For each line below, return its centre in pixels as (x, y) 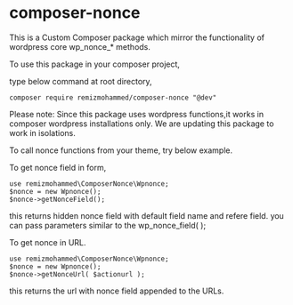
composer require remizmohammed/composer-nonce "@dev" (113, 97)
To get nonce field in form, (58, 167)
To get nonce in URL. (48, 242)
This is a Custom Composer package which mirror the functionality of (137, 37)
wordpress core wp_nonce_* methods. (80, 46)
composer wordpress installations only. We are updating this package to (142, 124)
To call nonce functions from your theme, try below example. (121, 150)
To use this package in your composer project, (95, 64)
